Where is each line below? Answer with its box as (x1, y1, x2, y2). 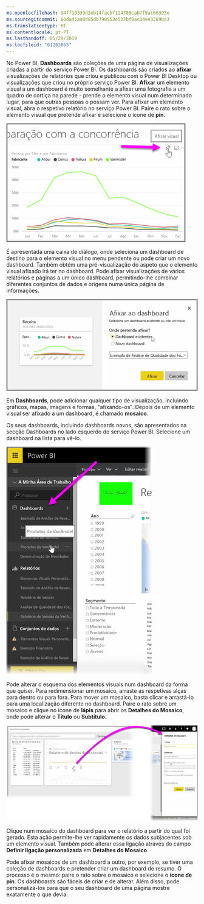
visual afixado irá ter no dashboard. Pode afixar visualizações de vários (6, 268, 185, 275)
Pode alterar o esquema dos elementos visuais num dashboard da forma (6, 681, 188, 688)
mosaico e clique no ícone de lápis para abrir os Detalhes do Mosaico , (6, 707, 184, 714)
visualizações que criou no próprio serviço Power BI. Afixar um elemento (6, 79, 190, 86)
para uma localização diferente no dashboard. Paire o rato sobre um (6, 700, 177, 707)
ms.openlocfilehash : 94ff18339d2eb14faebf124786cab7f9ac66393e (6, 10, 170, 16)
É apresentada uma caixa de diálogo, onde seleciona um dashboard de (6, 248, 184, 255)
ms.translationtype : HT (6, 23, 67, 29)
